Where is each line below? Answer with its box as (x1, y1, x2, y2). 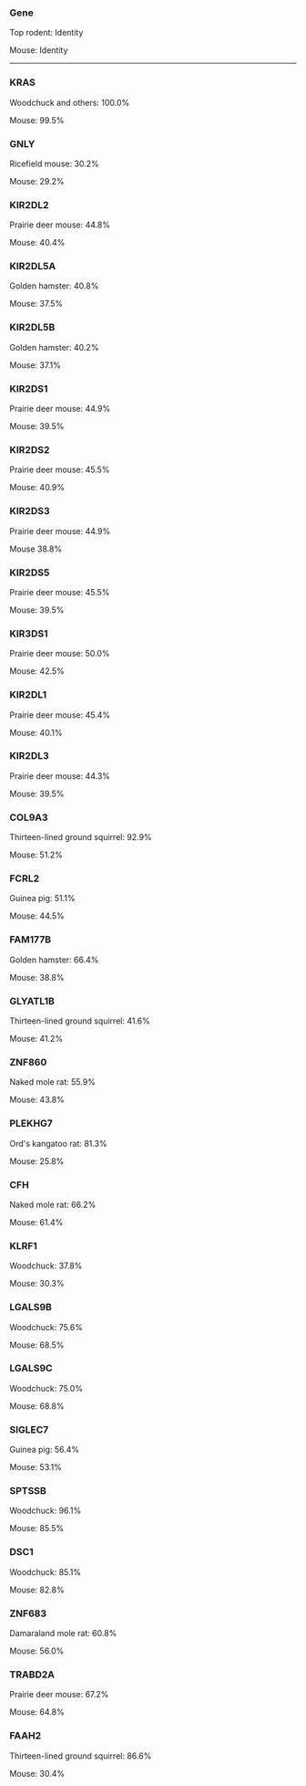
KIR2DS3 (9, 505, 50, 518)
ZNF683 (9, 1607, 47, 1620)
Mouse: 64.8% (9, 1707, 66, 1718)
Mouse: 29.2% (9, 175, 66, 186)
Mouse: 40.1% (9, 727, 63, 738)
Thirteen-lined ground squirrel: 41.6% (9, 1015, 150, 1026)
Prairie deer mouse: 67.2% (9, 1689, 109, 1700)
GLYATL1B (9, 994, 55, 1007)
